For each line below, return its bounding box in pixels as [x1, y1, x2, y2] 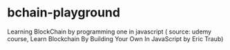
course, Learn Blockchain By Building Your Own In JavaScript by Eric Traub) [7, 34, 224, 42]
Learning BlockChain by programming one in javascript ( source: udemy [7, 27, 212, 36]
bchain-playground [7, 5, 121, 21]
